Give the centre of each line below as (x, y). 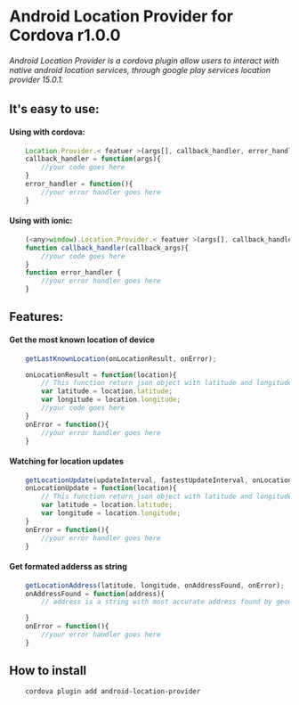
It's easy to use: (54, 109)
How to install (48, 671)
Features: (36, 317)
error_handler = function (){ (79, 184)
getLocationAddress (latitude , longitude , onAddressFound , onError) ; (155, 586)
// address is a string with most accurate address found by (157, 602)
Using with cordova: (48, 132)
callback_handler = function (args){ (93, 159)
